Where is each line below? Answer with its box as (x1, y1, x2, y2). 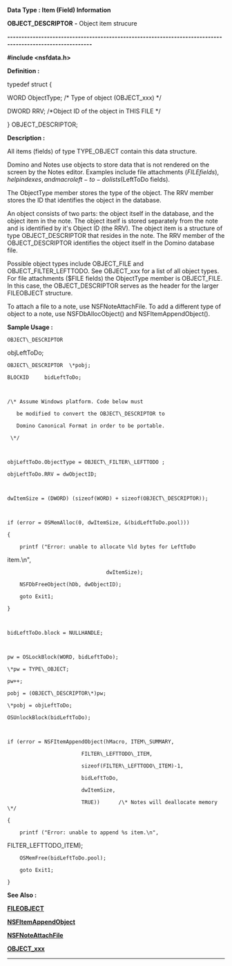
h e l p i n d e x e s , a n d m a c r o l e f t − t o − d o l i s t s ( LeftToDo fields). (7, 176, 171, 183)
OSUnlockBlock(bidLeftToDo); (7, 714, 91, 721)
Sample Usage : (7, 323, 53, 331)
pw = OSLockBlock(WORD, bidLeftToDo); (7, 653, 119, 660)
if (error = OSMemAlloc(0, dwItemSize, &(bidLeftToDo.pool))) (7, 519, 190, 526)
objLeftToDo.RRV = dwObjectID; (7, 471, 97, 478)
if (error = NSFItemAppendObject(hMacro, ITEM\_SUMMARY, (7, 739, 175, 745)
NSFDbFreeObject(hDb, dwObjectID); (19, 581, 122, 588)
